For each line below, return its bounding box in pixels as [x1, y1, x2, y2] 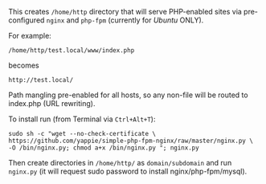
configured [8, 15, 45, 25]
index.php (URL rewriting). [8, 99, 96, 108]
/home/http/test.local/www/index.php [8, 47, 135, 55]
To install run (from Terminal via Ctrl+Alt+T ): [8, 114, 156, 124]
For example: [8, 31, 52, 40]
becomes [8, 60, 39, 70]
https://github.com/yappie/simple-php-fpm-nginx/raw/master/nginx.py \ [8, 137, 253, 145]
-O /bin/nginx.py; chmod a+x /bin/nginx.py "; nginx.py [8, 144, 199, 152]
